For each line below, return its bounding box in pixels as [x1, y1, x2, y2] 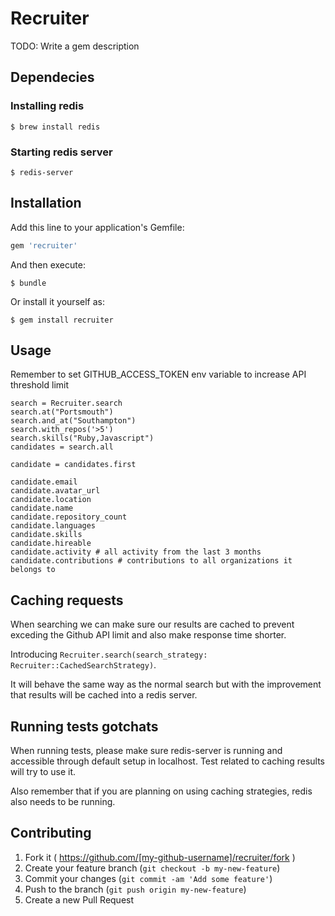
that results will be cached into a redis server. [10, 689, 198, 701]
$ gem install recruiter [10, 315, 114, 325]
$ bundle [10, 278, 47, 288]
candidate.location [10, 495, 92, 505]
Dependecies [10, 69, 95, 86]
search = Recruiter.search [10, 398, 123, 409]
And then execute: [10, 258, 86, 271]
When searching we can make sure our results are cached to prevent [10, 618, 295, 631]
